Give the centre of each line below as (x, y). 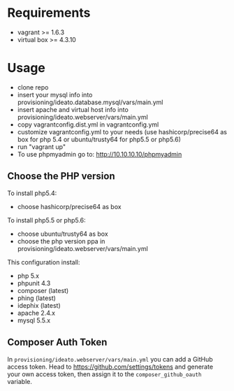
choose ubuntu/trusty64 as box (63, 234)
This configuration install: (44, 262)
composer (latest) (43, 290)
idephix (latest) (39, 305)
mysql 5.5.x (34, 320)
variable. (20, 381)
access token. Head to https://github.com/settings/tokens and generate (110, 367)
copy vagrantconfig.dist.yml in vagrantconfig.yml (88, 125)
